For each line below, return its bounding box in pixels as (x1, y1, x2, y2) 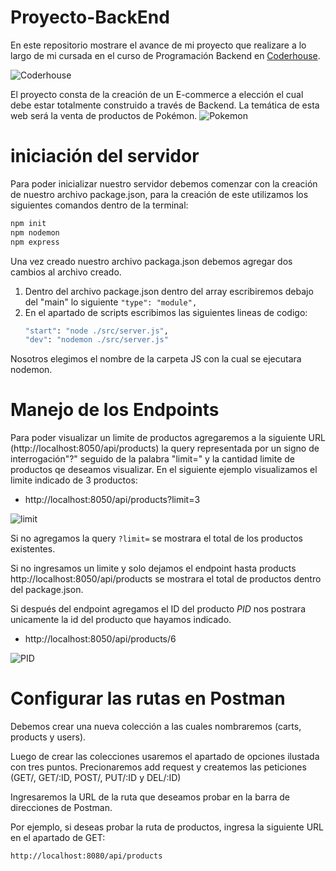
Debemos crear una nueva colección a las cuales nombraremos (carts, (10, 721, 302, 733)
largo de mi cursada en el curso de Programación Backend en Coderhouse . (10, 49, 321, 61)
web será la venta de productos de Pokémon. (10, 109, 198, 121)
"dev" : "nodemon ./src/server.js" (24, 335, 169, 345)
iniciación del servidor (10, 145, 200, 168)
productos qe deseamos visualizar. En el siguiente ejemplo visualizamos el (10, 464, 318, 476)
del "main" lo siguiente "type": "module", (24, 296, 198, 308)
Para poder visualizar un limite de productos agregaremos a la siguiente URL (10, 432, 326, 444)
